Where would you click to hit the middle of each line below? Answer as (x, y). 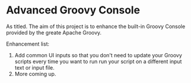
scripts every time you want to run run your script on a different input (98, 61)
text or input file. (34, 67)
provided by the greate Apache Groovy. (54, 32)
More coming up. (35, 74)
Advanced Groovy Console (73, 10)
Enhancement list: (28, 44)
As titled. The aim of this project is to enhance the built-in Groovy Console (96, 26)
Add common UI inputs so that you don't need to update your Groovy (98, 55)
